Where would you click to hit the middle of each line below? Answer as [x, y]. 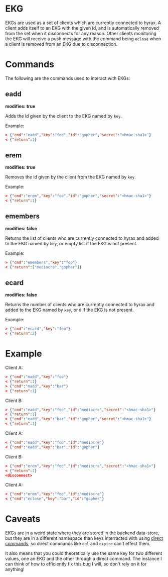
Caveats [23, 519]
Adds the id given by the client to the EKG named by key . [63, 116]
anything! [15, 569]
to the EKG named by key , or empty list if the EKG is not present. [71, 243]
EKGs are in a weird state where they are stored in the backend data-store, [82, 533]
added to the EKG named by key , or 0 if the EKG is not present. [69, 310]
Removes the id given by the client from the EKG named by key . [71, 177]
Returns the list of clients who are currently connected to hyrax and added [82, 238]
